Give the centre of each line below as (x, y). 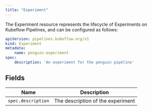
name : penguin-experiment (42, 53)
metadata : (16, 48)
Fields (15, 78)
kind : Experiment (23, 43)
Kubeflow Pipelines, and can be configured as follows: (62, 30)
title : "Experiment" (27, 10)
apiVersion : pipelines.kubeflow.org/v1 (47, 39)
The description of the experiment (94, 100)
